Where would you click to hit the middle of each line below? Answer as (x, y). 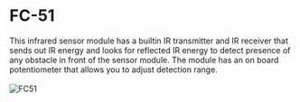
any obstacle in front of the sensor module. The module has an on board (144, 60)
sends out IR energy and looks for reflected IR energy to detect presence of (150, 50)
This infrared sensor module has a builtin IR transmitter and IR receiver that (149, 41)
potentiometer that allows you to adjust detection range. (114, 70)
